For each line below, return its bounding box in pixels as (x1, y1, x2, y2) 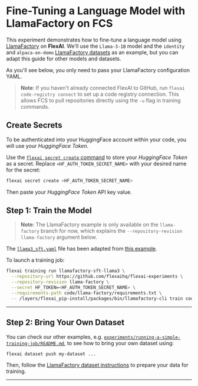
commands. (20, 103, 49, 110)
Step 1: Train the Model (6, 206, 93, 216)
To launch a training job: (6, 257, 65, 264)
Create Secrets (6, 120, 62, 131)
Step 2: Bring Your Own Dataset (6, 317, 125, 327)
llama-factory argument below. (20, 233, 97, 241)
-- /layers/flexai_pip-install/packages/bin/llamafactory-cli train (11, 296, 183, 301)
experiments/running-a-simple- (104, 334, 181, 340)
